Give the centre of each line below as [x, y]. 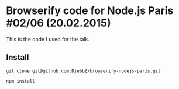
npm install [20, 81]
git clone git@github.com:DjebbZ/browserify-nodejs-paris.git [83, 71]
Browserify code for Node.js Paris [90, 11]
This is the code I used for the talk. [48, 39]
